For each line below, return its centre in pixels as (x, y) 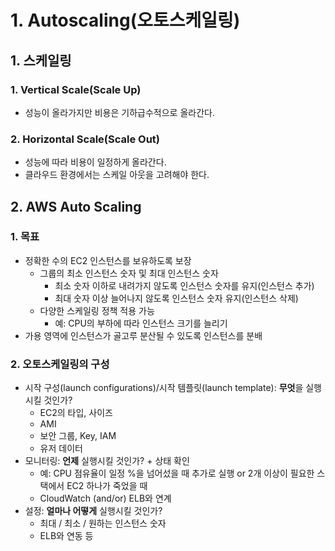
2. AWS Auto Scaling (76, 206)
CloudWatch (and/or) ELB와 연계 (105, 498)
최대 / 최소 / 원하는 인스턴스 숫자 (103, 523)
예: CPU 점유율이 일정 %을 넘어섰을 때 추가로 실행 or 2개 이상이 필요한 (177, 473)
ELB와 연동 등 (66, 536)
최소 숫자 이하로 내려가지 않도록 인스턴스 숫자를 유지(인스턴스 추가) (184, 285)
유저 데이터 (61, 448)
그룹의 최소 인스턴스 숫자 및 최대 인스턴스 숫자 (129, 273)
